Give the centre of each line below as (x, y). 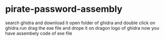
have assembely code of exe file (39, 33)
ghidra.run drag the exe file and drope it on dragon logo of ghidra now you (82, 28)
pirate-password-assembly (64, 9)
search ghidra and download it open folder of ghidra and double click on (80, 23)
